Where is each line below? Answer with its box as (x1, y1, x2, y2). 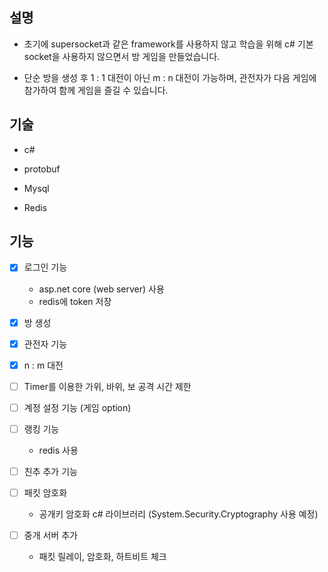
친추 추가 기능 (23, 465, 78, 477)
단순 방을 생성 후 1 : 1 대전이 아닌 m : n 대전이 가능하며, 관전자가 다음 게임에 (23, 71, 317, 83)
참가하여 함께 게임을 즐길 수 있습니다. (23, 84, 169, 96)
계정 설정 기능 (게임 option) (23, 401, 132, 413)
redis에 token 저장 (38, 295, 112, 307)
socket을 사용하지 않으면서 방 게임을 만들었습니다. (23, 50, 221, 62)
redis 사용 (38, 444, 79, 456)
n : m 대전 (23, 359, 64, 371)
